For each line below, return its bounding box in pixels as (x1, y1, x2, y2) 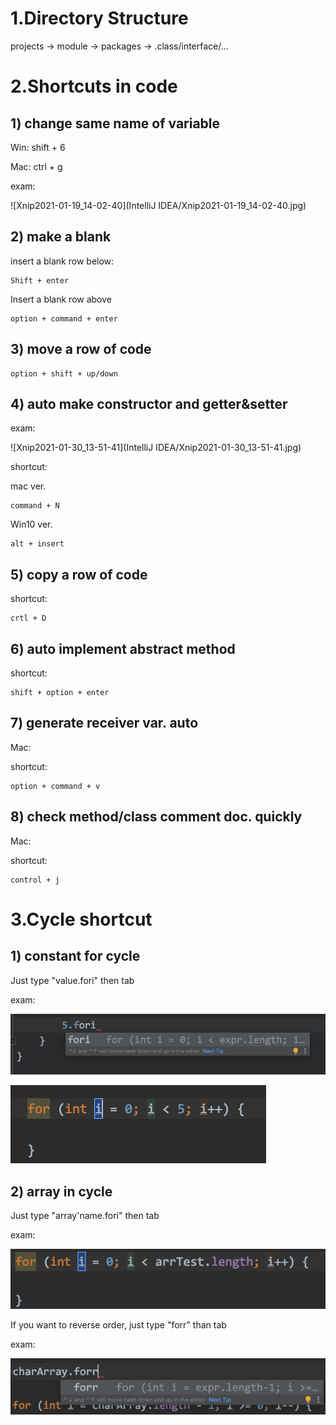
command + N (10, 501, 60, 511)
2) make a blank (10, 228, 112, 246)
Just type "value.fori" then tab (10, 974, 135, 986)
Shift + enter (10, 275, 70, 286)
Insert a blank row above (10, 293, 112, 305)
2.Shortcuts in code (10, 75, 178, 98)
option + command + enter (10, 313, 118, 324)
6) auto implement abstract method (10, 640, 236, 657)
